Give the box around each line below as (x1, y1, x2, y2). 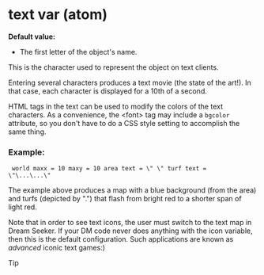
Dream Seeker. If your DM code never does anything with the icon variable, (8, 226, 253, 235)
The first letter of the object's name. (19, 47, 138, 56)
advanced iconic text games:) (8, 243, 105, 253)
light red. (8, 202, 37, 212)
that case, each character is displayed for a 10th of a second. (8, 86, 208, 96)
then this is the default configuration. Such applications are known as (8, 235, 234, 244)
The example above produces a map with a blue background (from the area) (8, 185, 257, 195)
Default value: (8, 32, 55, 41)
